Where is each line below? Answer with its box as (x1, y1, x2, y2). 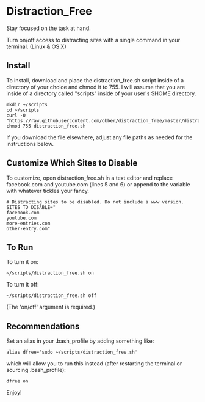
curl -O (6, 112, 26, 119)
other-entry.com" (6, 225, 51, 232)
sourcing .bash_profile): (6, 367, 66, 374)
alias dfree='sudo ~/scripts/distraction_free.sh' (6, 349, 138, 356)
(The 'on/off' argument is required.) (6, 304, 96, 311)
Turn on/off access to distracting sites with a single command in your (6, 36, 181, 43)
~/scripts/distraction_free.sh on (6, 270, 95, 276)
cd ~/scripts (6, 107, 40, 113)
